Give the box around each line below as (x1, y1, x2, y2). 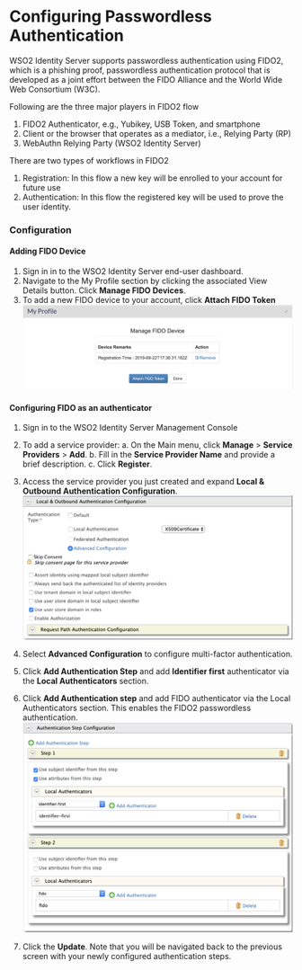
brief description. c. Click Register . (22, 458, 153, 469)
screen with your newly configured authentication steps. (22, 950, 232, 961)
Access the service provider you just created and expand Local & (22, 476, 265, 487)
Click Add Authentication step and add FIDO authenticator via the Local (22, 692, 291, 703)
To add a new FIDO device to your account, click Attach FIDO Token (22, 295, 276, 306)
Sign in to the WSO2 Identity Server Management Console (22, 423, 238, 433)
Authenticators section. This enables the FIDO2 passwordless (22, 702, 252, 713)
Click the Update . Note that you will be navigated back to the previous (22, 941, 283, 952)
